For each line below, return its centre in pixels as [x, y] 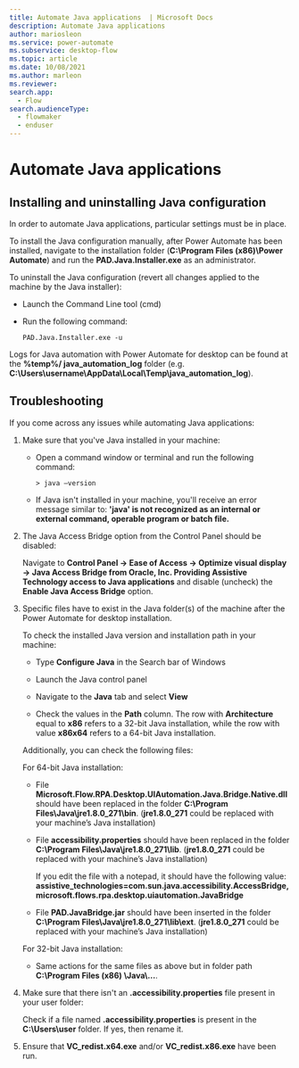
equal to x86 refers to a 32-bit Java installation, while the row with [158, 723]
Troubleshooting [57, 401]
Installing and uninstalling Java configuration [137, 202]
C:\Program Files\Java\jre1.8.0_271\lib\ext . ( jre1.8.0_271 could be [157, 922]
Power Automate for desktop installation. [97, 617]
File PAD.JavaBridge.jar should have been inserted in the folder [153, 912]
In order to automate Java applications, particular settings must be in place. [148, 224]
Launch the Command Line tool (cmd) [92, 304]
